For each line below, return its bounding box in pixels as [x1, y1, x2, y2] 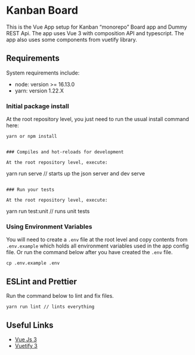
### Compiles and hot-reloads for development [6, 149, 124, 155]
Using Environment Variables [6, 222, 92, 230]
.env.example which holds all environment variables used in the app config [6, 242, 189, 249]
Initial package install [6, 102, 70, 110]
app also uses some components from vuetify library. [6, 36, 137, 43]
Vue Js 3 [14, 335, 37, 343]
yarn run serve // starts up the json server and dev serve [6, 170, 145, 177]
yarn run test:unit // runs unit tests [6, 208, 90, 215]
